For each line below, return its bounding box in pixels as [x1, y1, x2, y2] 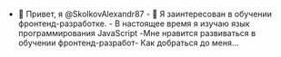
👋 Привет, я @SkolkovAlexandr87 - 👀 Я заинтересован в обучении [17, 9, 273, 19]
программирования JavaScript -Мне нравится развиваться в [17, 28, 256, 38]
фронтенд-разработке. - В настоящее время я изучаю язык [17, 18, 250, 29]
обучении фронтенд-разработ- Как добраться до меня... [17, 37, 239, 48]
